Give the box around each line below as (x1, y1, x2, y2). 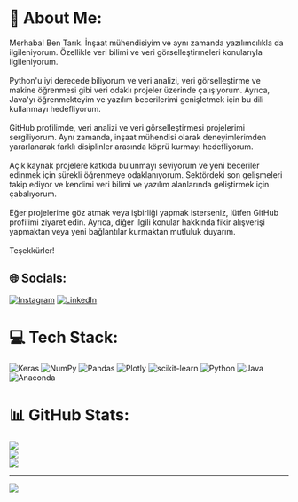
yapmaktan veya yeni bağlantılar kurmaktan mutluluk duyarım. (9, 226, 236, 236)
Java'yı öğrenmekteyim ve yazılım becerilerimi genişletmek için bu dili (9, 93, 264, 105)
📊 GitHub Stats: (9, 404, 130, 425)
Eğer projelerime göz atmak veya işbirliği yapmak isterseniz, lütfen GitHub (9, 207, 279, 218)
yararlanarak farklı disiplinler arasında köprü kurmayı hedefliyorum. (9, 141, 255, 152)
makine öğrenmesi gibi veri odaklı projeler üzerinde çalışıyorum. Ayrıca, (9, 84, 271, 95)
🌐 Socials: (9, 271, 67, 286)
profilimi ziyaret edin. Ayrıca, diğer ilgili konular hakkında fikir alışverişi (9, 217, 266, 227)
